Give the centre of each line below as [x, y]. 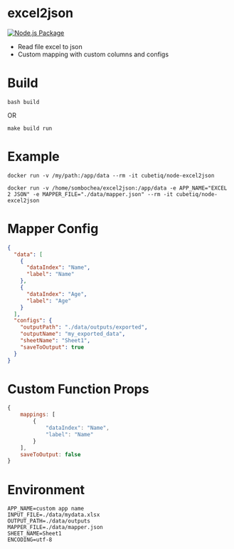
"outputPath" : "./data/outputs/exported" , [84, 327]
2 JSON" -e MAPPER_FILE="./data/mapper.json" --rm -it [90, 194]
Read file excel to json [50, 46]
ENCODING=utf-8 [30, 540]
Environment [46, 489]
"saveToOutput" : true [52, 347]
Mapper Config [53, 229]
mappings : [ [38, 415]
